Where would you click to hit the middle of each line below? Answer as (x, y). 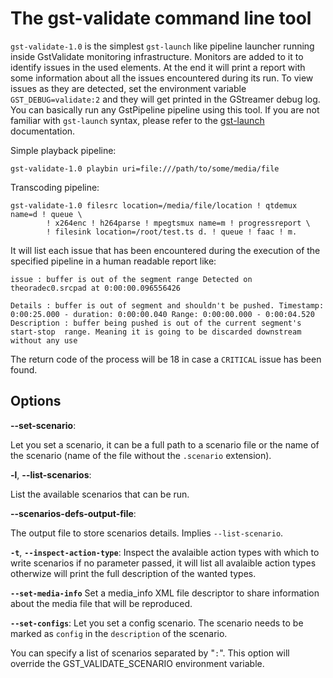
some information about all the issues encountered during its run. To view (162, 78)
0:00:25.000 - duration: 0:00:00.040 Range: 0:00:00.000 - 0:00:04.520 (162, 314)
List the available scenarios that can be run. (100, 494)
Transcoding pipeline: (55, 187)
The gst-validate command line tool (161, 18)
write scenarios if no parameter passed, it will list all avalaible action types (163, 563)
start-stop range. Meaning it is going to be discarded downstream (156, 332)
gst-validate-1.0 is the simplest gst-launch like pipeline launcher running (162, 46)
